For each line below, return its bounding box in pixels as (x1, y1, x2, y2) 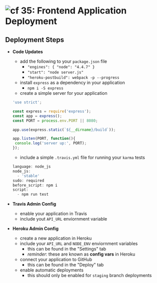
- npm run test (17, 192, 49, 197)
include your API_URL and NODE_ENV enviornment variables (19, 241, 138, 247)
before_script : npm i (12, 183, 57, 188)
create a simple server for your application (19, 90, 107, 96)
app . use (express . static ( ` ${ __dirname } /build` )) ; (12, 127, 116, 132)
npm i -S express (27, 86, 63, 91)
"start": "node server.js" (27, 70, 84, 75)
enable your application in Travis (19, 211, 87, 217)
